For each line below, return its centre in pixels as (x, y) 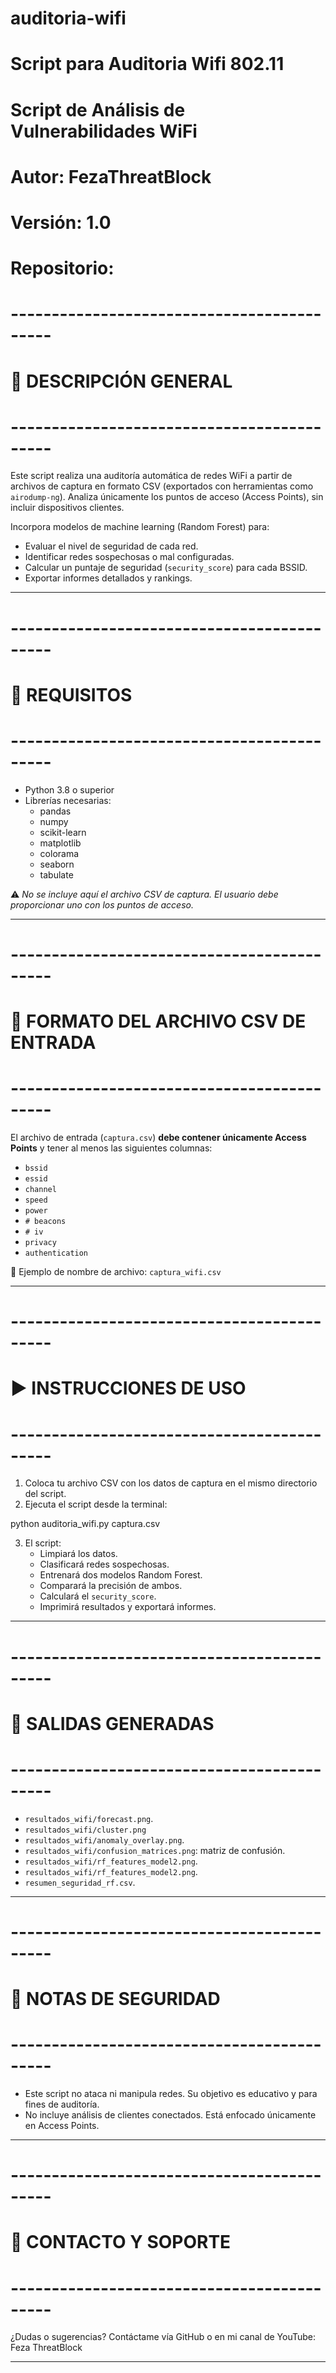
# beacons (45, 1222)
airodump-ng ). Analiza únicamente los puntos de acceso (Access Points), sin (167, 497)
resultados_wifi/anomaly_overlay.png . (104, 1839)
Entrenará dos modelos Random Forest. (121, 1575)
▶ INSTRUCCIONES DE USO (128, 1388)
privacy (40, 1243)
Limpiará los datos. (78, 1554)
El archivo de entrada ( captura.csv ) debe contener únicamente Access (158, 1138)
